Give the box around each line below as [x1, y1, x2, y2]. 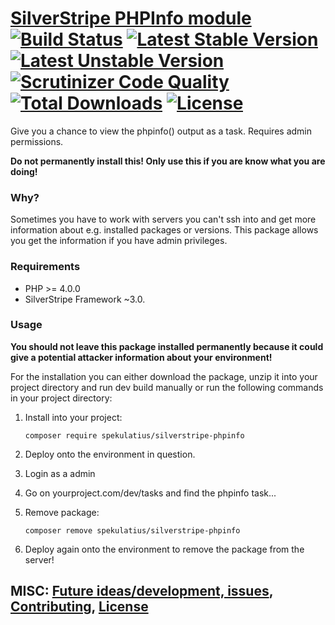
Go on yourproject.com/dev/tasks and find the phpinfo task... [24, 487, 277, 499]
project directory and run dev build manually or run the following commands [10, 381, 324, 393]
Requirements [10, 260, 81, 274]
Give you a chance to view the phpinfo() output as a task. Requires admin [10, 125, 312, 137]
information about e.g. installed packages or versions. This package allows [10, 224, 319, 236]
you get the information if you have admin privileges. [10, 235, 228, 247]
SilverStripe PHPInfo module [10, 7, 252, 30]
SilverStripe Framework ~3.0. [24, 293, 146, 305]
